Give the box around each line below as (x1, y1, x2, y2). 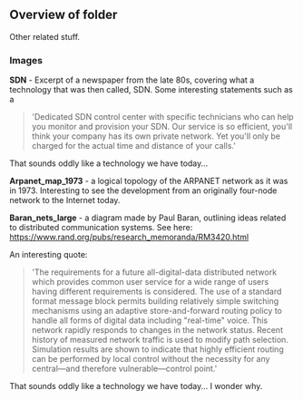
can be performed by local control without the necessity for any (31, 354, 270, 365)
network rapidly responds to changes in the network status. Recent (31, 325, 284, 336)
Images (9, 54, 44, 66)
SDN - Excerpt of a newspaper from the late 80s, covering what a (9, 74, 255, 85)
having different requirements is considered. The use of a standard (31, 286, 282, 298)
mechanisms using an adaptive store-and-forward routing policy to (31, 306, 283, 317)
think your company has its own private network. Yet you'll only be (31, 131, 281, 141)
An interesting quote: (9, 249, 88, 260)
